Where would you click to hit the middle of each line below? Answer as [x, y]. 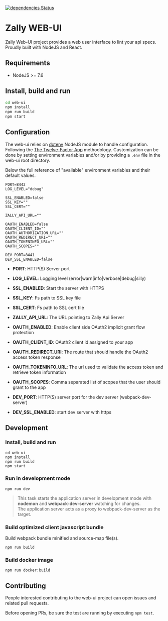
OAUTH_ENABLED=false [27, 224]
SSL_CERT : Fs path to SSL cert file [48, 307]
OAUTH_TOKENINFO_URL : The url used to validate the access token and [88, 367]
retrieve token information [39, 372]
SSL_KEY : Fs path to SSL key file [47, 298]
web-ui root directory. [28, 160]
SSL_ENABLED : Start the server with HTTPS [58, 288]
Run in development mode [38, 478]
